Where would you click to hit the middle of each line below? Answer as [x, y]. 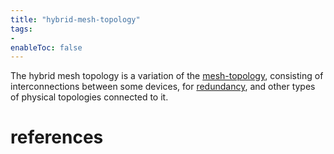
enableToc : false [46, 47]
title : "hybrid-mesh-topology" [75, 19]
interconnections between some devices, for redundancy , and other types [163, 87]
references [57, 137]
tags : [21, 29]
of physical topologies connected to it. [89, 97]
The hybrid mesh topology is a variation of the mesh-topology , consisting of [167, 76]
